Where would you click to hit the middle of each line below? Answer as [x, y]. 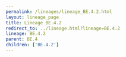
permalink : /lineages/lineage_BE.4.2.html [59, 12]
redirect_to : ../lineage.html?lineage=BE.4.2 [63, 28]
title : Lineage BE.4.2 [34, 23]
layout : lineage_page [32, 17]
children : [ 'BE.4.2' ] [32, 45]
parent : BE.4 [22, 39]
